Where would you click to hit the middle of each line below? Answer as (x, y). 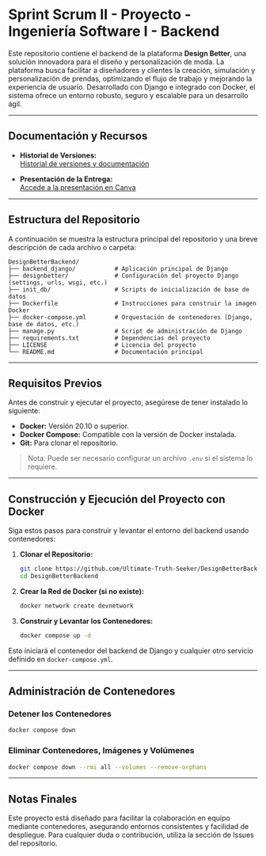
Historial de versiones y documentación (84, 163)
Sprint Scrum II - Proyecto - (100, 15)
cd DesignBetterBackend (59, 576)
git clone (36, 569)
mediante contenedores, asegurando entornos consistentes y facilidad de (129, 827)
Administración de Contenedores (92, 692)
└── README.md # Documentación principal (106, 352)
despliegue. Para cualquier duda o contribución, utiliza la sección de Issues (131, 835)
